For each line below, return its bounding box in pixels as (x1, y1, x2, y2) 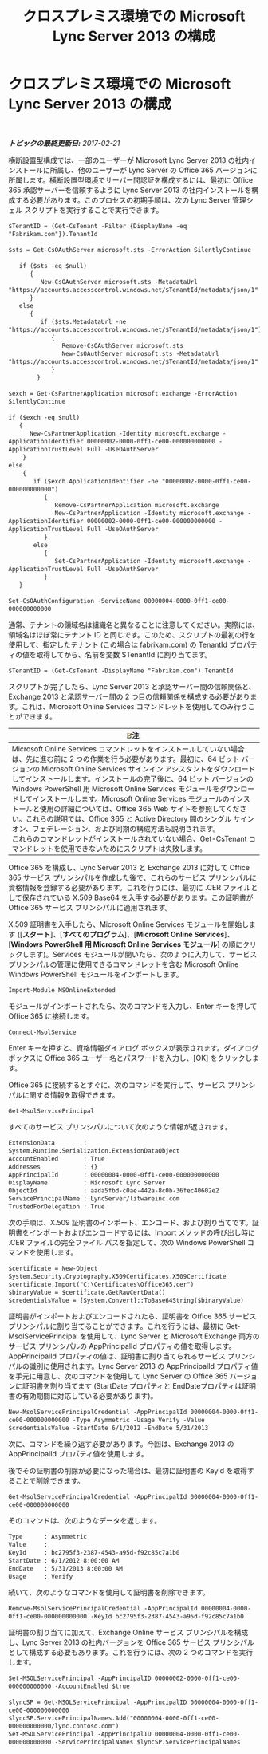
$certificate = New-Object (8, 1265, 98, 1273)
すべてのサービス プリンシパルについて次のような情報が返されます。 (8, 1122, 233, 1132)
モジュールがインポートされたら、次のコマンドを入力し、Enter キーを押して (8, 1002, 258, 1011)
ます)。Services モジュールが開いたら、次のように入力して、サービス (29, 950, 258, 960)
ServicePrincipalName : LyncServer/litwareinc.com (8, 1195, 180, 1203)
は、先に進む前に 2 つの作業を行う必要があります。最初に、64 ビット (11, 754, 240, 763)
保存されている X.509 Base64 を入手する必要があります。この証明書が (22, 893, 254, 902)
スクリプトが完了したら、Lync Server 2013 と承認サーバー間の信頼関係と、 (8, 681, 256, 691)
